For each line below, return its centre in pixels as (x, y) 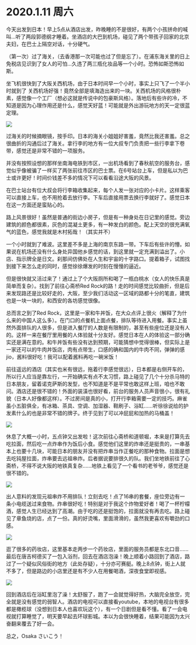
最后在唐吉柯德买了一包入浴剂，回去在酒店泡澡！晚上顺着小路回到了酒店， (95, 556)
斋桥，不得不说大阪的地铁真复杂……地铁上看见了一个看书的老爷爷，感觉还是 (97, 465)
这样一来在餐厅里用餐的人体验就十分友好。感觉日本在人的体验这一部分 (100, 334)
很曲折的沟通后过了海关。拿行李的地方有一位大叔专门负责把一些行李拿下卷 (95, 143)
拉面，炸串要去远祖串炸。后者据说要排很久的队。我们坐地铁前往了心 (108, 458)
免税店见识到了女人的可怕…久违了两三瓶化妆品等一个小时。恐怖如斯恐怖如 (95, 63)
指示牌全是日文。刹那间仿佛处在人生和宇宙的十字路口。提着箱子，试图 (100, 258)
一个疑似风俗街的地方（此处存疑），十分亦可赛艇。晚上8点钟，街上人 (98, 563)
